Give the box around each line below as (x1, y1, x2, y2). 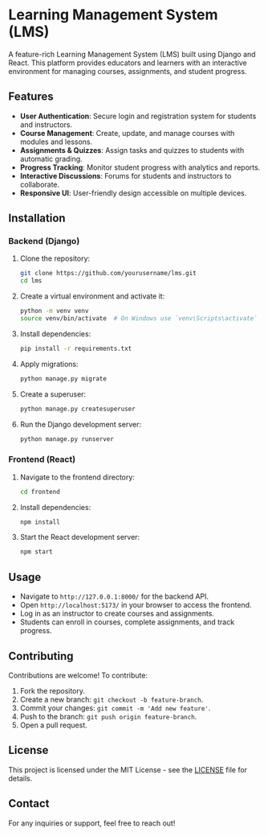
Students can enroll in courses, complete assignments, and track (19, 617, 235, 627)
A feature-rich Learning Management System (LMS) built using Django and (8, 49, 256, 59)
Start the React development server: (19, 533, 140, 542)
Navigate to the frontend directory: (19, 472, 135, 482)
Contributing (8, 649, 74, 663)
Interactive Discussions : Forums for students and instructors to (19, 171, 232, 180)
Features (8, 90, 54, 104)
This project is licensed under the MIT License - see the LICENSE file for (8, 764, 247, 774)
